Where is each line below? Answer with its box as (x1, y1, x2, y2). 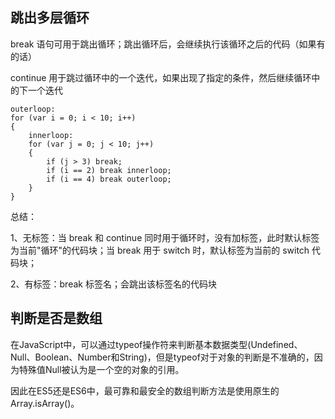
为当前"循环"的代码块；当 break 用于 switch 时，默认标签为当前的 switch (10, 244, 310, 256)
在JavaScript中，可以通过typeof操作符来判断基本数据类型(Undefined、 (10, 338, 303, 350)
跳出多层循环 (10, 9, 90, 27)
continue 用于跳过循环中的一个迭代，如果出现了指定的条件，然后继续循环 (10, 71, 312, 83)
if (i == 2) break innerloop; (46, 165, 172, 175)
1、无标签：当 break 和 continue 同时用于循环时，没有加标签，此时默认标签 (10, 231, 320, 243)
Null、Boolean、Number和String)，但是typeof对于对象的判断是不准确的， (10, 351, 315, 363)
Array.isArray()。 (10, 397, 80, 409)
